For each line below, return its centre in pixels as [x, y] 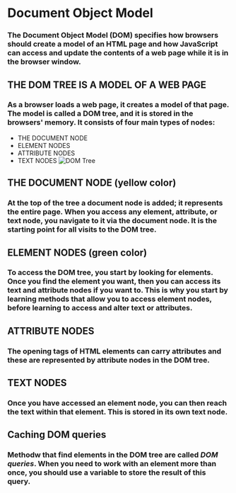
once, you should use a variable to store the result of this [107, 472]
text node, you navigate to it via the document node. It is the [112, 221]
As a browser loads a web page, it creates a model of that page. [118, 105]
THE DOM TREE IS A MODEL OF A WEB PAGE [107, 85]
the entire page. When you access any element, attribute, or [112, 212]
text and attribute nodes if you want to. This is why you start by [118, 290]
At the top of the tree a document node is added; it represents [115, 203]
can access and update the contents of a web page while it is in [118, 53]
